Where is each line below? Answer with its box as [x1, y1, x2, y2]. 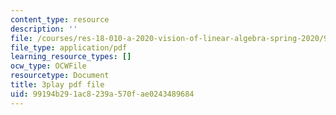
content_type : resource [10, 14, 110, 25]
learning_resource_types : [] [10, 52, 132, 62]
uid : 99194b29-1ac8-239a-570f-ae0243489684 [10, 89, 195, 99]
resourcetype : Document [10, 71, 110, 81]
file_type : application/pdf [10, 42, 128, 53]
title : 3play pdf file [10, 80, 105, 90]
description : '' [10, 24, 78, 34]
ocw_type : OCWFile [10, 61, 87, 71]
